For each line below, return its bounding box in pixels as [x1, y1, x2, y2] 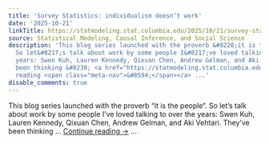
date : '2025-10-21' [8, 19, 74, 27]
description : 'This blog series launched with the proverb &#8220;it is [8, 42, 256, 50]
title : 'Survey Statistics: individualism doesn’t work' [8, 11, 203, 20]
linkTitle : [8, 26, 45, 34]
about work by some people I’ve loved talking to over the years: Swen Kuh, [8, 109, 255, 118]
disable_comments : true [8, 78, 88, 86]
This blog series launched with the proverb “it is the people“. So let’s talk [8, 101, 247, 110]
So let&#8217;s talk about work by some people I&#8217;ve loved [15, 49, 239, 57]
